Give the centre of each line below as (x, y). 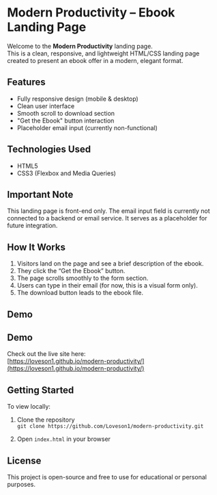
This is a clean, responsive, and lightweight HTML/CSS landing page (103, 53)
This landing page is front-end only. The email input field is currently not (108, 211)
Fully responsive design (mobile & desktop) (77, 99)
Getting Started (41, 390)
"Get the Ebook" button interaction (66, 120)
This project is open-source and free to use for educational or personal (107, 477)
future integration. (32, 226)
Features (26, 82)
